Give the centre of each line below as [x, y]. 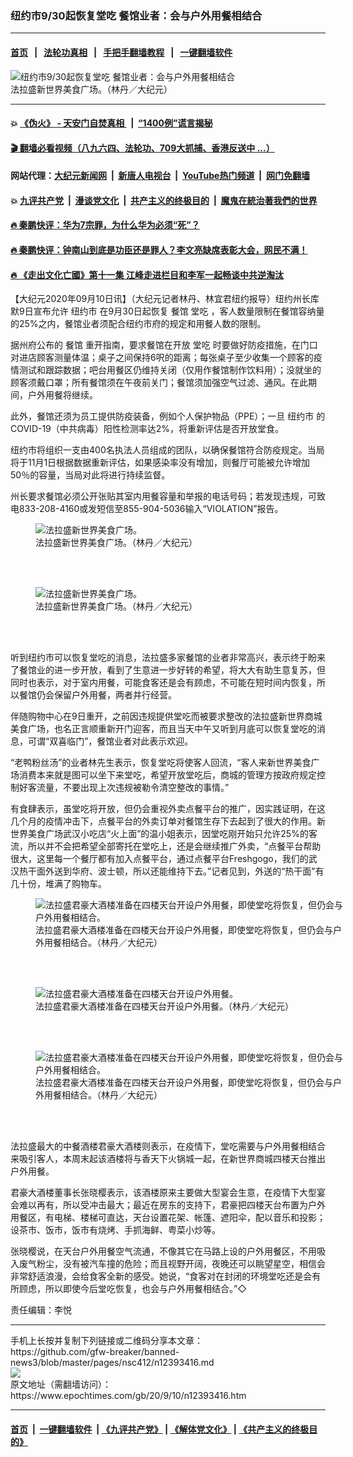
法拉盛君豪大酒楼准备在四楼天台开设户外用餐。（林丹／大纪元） [164, 1006]
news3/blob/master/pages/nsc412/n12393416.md [112, 1363]
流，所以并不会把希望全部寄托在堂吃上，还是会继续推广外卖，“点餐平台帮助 [166, 846]
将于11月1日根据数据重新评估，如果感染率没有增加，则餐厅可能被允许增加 [160, 463]
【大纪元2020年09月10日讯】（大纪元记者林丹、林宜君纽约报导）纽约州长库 [165, 299]
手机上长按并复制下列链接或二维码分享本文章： [106, 1341]
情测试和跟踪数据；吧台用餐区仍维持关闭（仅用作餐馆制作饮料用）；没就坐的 [166, 370]
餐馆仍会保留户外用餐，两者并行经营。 [97, 695]
